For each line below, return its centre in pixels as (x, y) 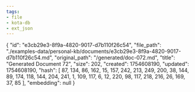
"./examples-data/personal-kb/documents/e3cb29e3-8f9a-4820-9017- (94, 52)
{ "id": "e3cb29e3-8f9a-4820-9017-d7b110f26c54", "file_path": (84, 45)
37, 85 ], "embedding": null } (41, 83)
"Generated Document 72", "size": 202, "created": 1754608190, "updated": (98, 64)
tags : (13, 12)
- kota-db (18, 23)
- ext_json (20, 28)
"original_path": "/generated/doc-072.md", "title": (115, 58)
